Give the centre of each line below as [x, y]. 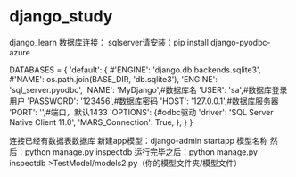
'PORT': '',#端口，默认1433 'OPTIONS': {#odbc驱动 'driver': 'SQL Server [141, 112]
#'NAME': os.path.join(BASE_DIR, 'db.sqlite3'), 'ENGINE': [114, 79]
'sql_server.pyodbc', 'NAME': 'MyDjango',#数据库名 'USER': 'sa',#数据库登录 [148, 89]
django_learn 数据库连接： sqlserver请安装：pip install [109, 42]
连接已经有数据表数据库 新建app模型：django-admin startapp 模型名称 [139, 140]
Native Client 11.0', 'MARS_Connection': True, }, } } [101, 122]
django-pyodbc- [241, 42]
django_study [61, 17]
